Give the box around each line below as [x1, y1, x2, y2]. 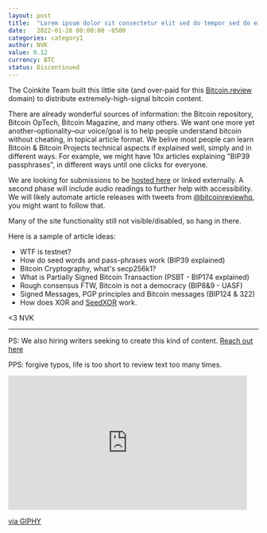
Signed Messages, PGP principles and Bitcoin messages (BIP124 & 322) [19, 289, 256, 298]
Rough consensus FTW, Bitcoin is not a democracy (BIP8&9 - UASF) [19, 280, 243, 290]
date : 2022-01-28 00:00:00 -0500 [8, 26, 126, 34]
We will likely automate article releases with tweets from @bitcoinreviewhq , [8, 192, 255, 201]
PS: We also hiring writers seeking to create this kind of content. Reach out [8, 336, 253, 345]
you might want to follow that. [8, 200, 106, 210]
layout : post [8, 11, 52, 20]
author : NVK [8, 41, 48, 49]
